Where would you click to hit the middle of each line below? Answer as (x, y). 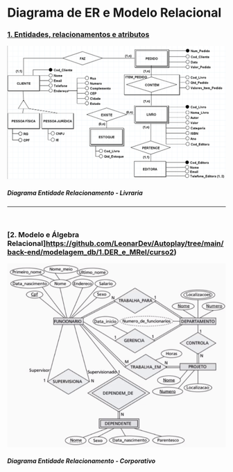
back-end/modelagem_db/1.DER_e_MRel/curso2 (91, 252)
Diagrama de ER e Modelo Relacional (114, 13)
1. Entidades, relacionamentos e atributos (78, 35)
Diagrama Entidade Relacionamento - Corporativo (81, 461)
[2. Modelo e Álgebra (43, 235)
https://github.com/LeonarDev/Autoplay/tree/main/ (135, 243)
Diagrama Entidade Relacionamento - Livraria (75, 193)
